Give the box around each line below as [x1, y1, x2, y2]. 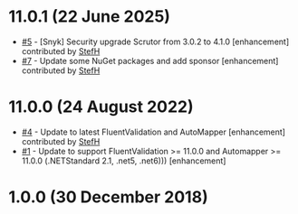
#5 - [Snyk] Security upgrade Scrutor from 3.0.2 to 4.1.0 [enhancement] [21, 36, 290, 47]
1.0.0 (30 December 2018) [8, 187, 209, 208]
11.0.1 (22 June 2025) [8, 6, 171, 27]
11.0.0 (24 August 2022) [8, 97, 194, 117]
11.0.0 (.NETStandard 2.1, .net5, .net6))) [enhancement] [21, 155, 226, 166]
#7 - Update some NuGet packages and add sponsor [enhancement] [21, 55, 279, 66]
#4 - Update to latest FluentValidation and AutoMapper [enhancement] [21, 126, 286, 137]
